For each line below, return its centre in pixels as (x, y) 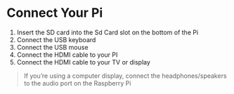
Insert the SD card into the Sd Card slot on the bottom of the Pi (108, 32)
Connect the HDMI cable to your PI (67, 55)
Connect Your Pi (55, 13)
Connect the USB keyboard (56, 39)
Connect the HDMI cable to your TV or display (83, 62)
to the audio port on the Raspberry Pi (77, 83)
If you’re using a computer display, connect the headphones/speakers (125, 76)
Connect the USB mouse (52, 47)
